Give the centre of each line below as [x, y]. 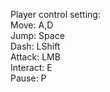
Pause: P [28, 78]
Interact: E [31, 67]
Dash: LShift [35, 46]
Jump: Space [37, 35]
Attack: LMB [35, 57]
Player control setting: [55, 14]
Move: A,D [32, 25]
